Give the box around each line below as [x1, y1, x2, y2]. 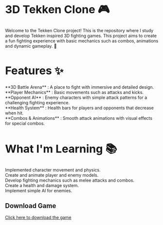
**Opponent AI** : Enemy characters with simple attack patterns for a [5, 94, 147, 100]
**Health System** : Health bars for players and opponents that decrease [5, 105, 154, 111]
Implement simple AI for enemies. [5, 187, 72, 193]
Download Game [5, 202, 56, 210]
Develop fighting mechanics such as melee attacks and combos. [5, 177, 135, 183]
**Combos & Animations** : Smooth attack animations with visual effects [5, 115, 152, 121]
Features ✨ [5, 63, 64, 77]
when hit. [5, 110, 24, 116]
